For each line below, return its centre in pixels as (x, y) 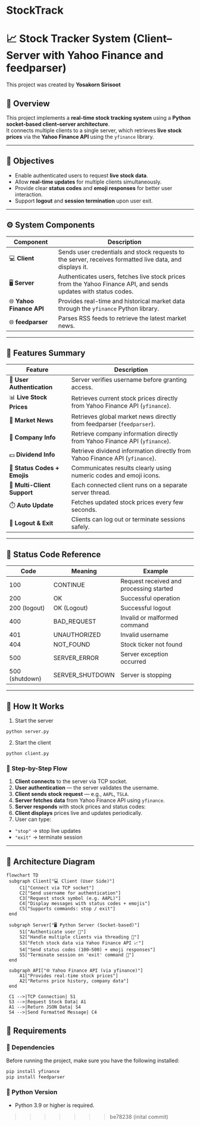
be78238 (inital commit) (139, 1116)
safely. (81, 527)
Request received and (151, 581)
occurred (133, 662)
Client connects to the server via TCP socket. (71, 782)
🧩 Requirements (36, 1030)
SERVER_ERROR (76, 658)
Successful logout (146, 608)
